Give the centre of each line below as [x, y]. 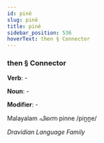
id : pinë [19, 13]
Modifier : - [23, 104]
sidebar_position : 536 [39, 33]
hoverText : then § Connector [49, 39]
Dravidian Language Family [46, 132]
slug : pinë [23, 20]
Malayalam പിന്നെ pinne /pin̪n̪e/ [52, 118]
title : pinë [24, 26]
